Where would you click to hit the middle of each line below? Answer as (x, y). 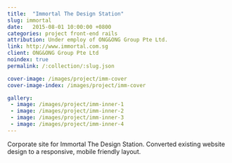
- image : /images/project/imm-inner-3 (67, 118)
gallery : (20, 98)
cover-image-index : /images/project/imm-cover (77, 85)
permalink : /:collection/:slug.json (61, 66)
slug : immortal (30, 20)
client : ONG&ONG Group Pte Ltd (53, 53)
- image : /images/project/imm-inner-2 (67, 111)
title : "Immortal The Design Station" (66, 14)
